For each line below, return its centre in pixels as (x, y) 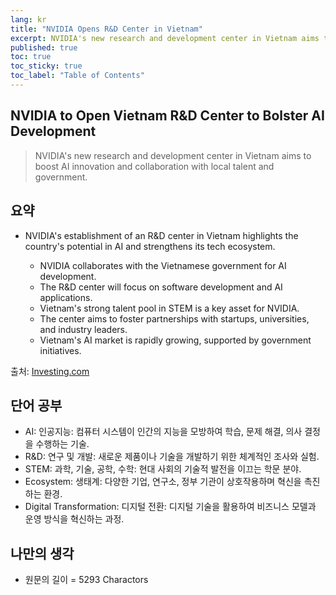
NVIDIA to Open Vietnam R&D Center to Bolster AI (167, 116)
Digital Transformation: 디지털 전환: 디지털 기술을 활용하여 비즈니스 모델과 (170, 507)
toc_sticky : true (46, 66)
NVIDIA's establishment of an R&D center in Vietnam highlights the (161, 235)
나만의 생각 (42, 553)
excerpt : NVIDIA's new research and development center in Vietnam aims (165, 38)
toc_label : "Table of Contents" (77, 76)
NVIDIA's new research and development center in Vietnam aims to (173, 155)
